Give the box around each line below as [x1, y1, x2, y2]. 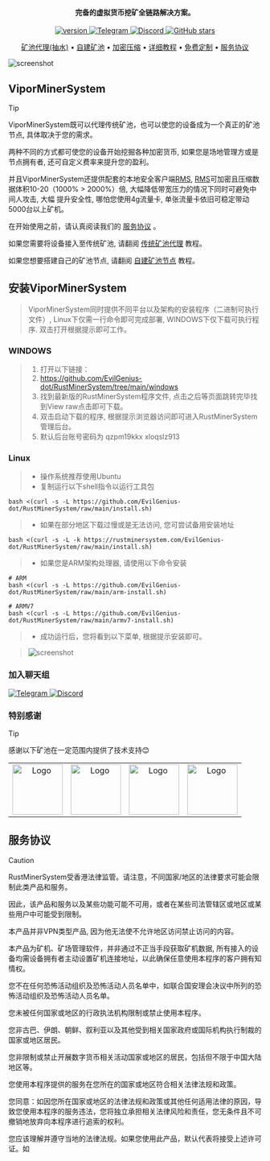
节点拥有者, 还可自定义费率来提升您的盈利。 [8, 157, 153, 167]
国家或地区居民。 [8, 1035, 65, 1044]
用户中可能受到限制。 [14, 909, 86, 919]
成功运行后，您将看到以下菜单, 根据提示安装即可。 [39, 632, 207, 642]
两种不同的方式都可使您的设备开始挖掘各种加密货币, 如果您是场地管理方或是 [8, 147, 259, 157]
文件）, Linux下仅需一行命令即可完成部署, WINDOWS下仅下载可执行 [27, 314, 252, 324]
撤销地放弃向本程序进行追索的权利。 [8, 1116, 129, 1126]
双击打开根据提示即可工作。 [39, 324, 131, 334]
